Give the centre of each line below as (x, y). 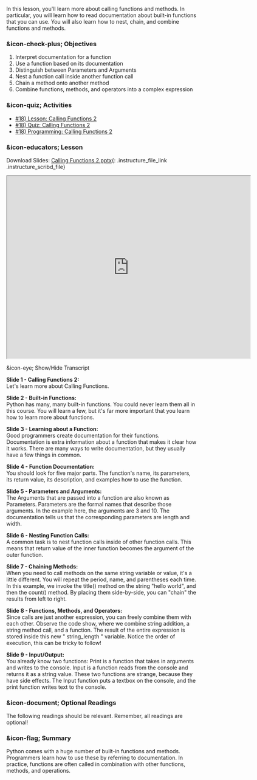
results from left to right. (36, 599)
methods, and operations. (39, 771)
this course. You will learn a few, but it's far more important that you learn (98, 410)
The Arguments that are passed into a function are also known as (88, 497)
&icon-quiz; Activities (39, 105)
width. (14, 523)
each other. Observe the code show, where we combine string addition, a (98, 623)
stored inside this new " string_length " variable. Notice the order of (91, 636)
